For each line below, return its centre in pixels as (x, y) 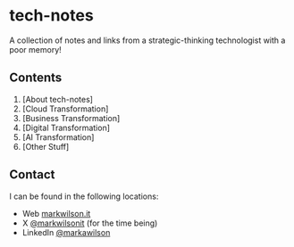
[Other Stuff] (46, 146)
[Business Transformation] (71, 118)
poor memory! (36, 49)
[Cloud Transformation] (65, 109)
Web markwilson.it (56, 213)
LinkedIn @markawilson (66, 232)
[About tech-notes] (58, 99)
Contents (36, 78)
